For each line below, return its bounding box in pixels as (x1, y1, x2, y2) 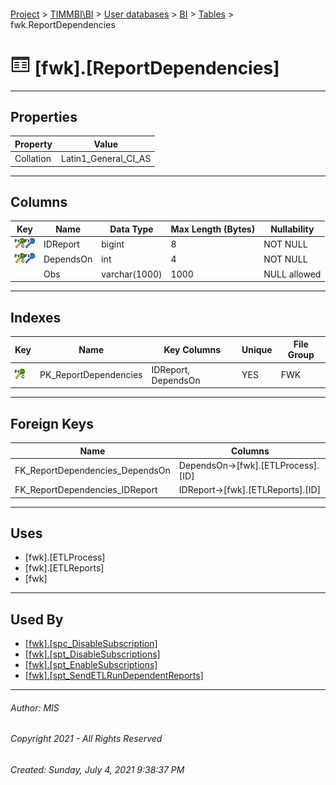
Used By (10, 611, 64, 628)
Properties (10, 108, 78, 125)
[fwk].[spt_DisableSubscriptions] (24, 648, 161, 660)
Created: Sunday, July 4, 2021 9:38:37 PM (10, 763, 185, 775)
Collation (14, 153, 52, 165)
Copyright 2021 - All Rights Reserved (10, 733, 163, 745)
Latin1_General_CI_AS (61, 153, 152, 165)
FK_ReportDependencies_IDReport (14, 484, 158, 496)
